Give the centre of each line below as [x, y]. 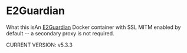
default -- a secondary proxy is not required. [60, 33]
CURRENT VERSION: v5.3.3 [39, 45]
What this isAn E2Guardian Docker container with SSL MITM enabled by [93, 27]
